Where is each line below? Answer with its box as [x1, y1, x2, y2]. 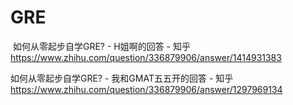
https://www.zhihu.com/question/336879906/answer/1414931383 [10, 51, 282, 63]
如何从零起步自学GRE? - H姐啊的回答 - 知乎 [12, 40, 191, 52]
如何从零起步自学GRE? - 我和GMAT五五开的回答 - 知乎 [10, 72, 234, 84]
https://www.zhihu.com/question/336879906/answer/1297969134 [10, 83, 283, 95]
